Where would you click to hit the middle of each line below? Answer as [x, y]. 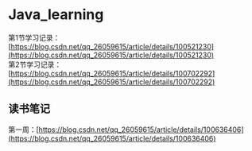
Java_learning [56, 15]
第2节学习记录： [35, 64]
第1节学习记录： [34, 37]
